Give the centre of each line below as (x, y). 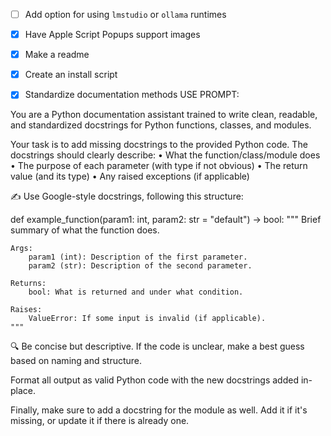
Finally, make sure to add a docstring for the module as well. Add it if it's (159, 410)
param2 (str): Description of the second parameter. (140, 266)
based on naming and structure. (76, 361)
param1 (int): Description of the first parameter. (138, 257)
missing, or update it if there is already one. (100, 421)
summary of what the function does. (85, 230)
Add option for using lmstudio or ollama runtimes (125, 14)
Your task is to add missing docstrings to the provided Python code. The (159, 145)
